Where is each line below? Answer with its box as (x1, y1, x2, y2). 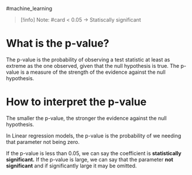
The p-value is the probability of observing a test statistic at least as (6, 56, 170, 63)
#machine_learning (6, 5, 53, 12)
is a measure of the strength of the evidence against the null (20, 68, 166, 76)
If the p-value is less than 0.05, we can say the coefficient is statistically (6, 149, 181, 157)
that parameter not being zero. (6, 138, 80, 145)
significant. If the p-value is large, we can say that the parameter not (6, 156, 174, 163)
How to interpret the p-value (6, 95, 147, 109)
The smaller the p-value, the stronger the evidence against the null (6, 114, 167, 122)
